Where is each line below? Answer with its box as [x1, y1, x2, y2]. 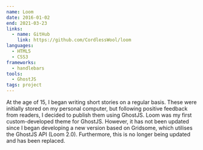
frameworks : [6, 59, 36, 65]
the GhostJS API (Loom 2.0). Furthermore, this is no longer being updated [6, 131, 191, 138]
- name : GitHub [12, 31, 50, 37]
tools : [6, 71, 23, 77]
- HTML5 [12, 48, 32, 54]
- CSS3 [12, 54, 28, 60]
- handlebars [12, 65, 45, 71]
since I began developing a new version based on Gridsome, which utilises [6, 125, 193, 131]
